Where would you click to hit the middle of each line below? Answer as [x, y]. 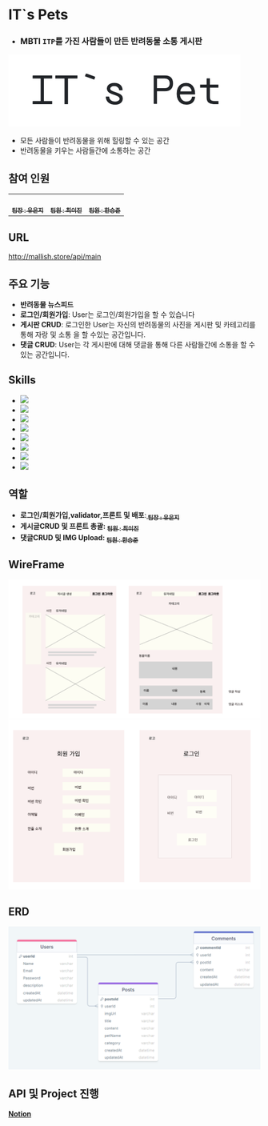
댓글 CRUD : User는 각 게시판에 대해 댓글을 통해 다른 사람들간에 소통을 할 [133, 344]
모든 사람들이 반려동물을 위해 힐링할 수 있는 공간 [94, 141]
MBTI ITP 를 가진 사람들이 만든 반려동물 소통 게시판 [111, 42]
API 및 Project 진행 [54, 1094]
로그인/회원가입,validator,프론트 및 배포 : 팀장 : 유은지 [100, 516]
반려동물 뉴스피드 [47, 304]
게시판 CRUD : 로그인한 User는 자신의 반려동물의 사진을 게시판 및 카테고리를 [138, 324]
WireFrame [37, 565]
